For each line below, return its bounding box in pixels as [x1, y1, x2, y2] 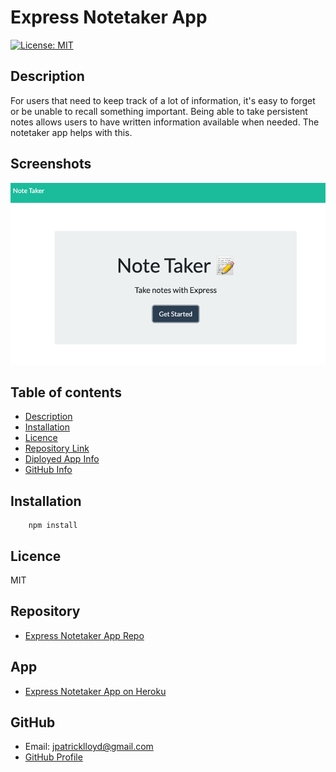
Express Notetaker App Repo [24, 629, 145, 641]
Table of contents [10, 384, 122, 401]
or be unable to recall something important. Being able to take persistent [10, 105, 308, 117]
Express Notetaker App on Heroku [24, 685, 167, 697]
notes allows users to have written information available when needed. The [10, 116, 320, 128]
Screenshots [10, 156, 92, 173]
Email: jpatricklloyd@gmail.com [24, 741, 154, 753]
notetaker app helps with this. [10, 126, 133, 138]
